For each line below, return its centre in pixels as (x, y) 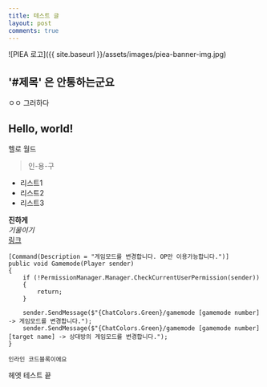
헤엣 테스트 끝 (30, 375)
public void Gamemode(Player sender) (71, 264)
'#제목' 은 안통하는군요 (61, 82)
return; (50, 292)
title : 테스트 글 (34, 16)
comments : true (34, 30)
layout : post (30, 23)
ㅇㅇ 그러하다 (29, 103)
